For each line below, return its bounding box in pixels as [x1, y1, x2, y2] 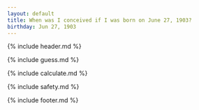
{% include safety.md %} [7, 83, 80, 91]
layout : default [7, 10, 54, 17]
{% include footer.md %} [7, 96, 79, 104]
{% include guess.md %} [7, 56, 79, 64]
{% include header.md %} [7, 42, 82, 51]
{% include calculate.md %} [7, 69, 88, 77]
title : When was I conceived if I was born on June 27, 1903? [7, 17, 192, 24]
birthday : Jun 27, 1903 [7, 23, 77, 30]
